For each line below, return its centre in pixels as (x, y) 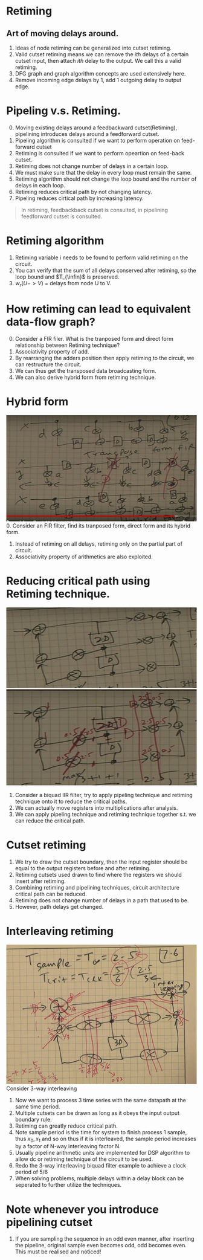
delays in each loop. (40, 185)
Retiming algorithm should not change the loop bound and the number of (106, 179)
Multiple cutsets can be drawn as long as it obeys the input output (97, 1113)
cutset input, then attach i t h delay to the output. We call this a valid (98, 61)
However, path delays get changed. (59, 907)
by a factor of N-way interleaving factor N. (68, 1146)
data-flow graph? (51, 322)
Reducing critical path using (78, 581)
